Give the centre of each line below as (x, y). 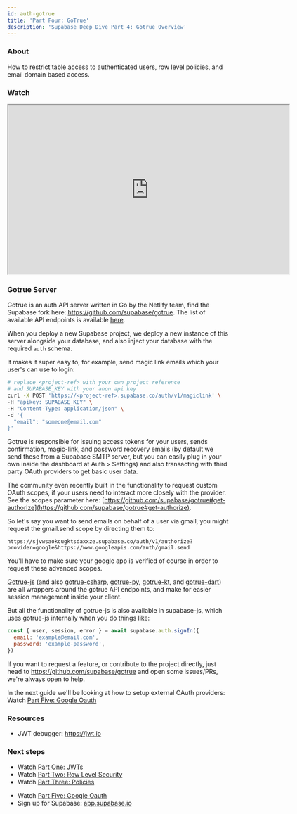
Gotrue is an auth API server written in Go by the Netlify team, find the (108, 305)
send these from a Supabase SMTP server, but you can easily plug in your (114, 457)
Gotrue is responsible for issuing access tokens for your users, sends (108, 442)
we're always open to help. (46, 679)
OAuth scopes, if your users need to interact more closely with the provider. (117, 492)
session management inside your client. (65, 597)
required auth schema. (40, 348)
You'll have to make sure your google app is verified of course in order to (113, 561)
